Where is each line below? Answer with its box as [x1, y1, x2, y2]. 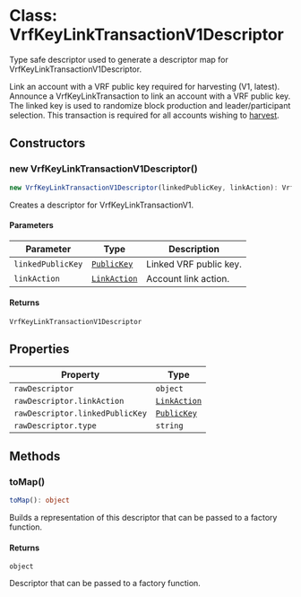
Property [61, 368, 100, 381]
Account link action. [146, 272, 230, 285]
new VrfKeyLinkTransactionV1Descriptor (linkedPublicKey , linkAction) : [9, 183, 279, 192]
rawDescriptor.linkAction [13, 396, 125, 406]
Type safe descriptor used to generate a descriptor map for [9, 54, 228, 65]
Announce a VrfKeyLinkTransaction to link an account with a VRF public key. [9, 91, 291, 101]
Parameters [9, 220, 54, 231]
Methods [9, 449, 61, 464]
